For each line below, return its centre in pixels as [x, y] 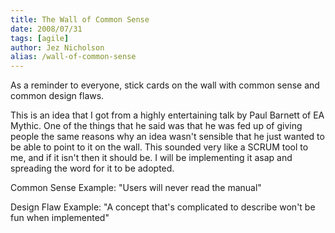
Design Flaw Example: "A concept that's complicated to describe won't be [163, 207]
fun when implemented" [60, 218]
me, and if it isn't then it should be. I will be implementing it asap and [151, 158]
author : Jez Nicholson [57, 47]
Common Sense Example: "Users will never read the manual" [136, 188]
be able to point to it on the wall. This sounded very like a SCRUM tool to [159, 147]
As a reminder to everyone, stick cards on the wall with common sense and [165, 85]
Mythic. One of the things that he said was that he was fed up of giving [156, 126]
